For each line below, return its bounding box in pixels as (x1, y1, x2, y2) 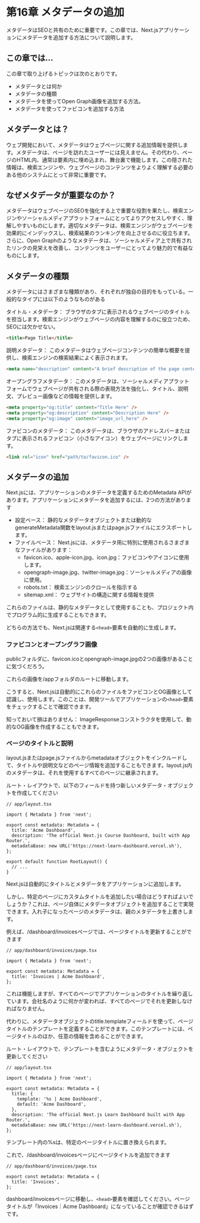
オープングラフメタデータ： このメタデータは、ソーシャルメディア (6, 377, 168, 385)
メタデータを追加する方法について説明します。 (21, 33, 136, 41)
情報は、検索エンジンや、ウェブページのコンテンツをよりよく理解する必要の (6, 164, 194, 171)
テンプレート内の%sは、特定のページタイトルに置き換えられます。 (6, 1138, 170, 1145)
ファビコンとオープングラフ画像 (6, 640, 98, 649)
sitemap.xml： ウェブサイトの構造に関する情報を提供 (23, 591, 154, 598)
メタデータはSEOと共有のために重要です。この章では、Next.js (6, 26, 159, 33)
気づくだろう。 (11, 662, 48, 669)
